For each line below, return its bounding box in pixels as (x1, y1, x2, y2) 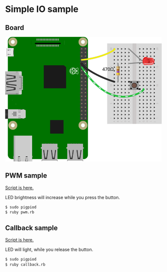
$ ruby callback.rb (5, 262, 46, 268)
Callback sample (5, 224, 58, 232)
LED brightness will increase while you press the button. (5, 194, 120, 200)
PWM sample (5, 171, 47, 180)
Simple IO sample (5, 3, 79, 15)
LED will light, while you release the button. (5, 247, 93, 253)
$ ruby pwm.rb (5, 210, 35, 215)
